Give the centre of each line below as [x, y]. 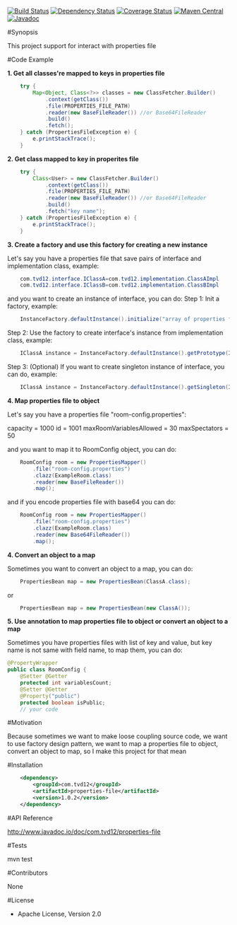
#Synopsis [23, 32]
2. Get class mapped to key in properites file [73, 158]
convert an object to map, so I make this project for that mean [97, 751]
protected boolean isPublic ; [63, 703]
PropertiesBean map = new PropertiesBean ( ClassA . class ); [105, 581]
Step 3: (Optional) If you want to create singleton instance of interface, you [116, 367]
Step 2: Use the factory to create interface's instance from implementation [115, 333]
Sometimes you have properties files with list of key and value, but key [110, 643]
